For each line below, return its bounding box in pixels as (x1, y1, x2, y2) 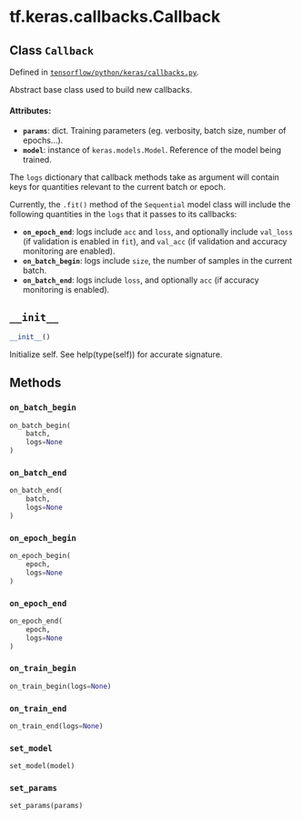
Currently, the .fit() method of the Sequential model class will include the (9, 199, 291, 210)
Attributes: (9, 105, 52, 115)
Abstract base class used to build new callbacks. (9, 85, 193, 95)
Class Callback (9, 43, 94, 58)
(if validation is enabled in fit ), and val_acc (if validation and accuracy (22, 236, 287, 247)
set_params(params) (9, 802, 84, 811)
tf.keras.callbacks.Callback (9, 6, 221, 27)
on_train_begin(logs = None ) (9, 682, 112, 691)
